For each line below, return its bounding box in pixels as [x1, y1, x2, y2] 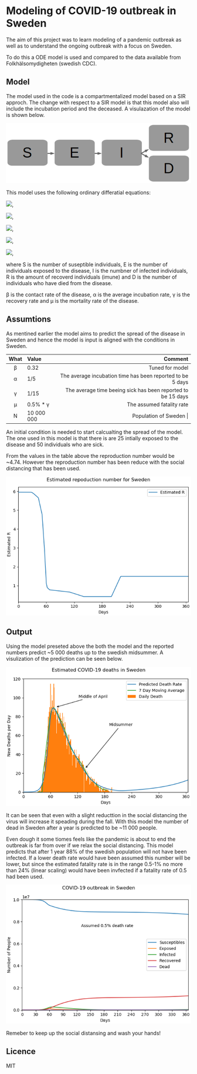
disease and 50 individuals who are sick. [6, 441, 104, 448]
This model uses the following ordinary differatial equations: [6, 189, 151, 196]
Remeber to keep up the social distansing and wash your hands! [6, 1029, 161, 1036]
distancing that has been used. [6, 465, 81, 472]
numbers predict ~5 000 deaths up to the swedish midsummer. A [6, 648, 164, 656]
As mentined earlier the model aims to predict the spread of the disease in [6, 330, 185, 337]
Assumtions [6, 314, 52, 324]
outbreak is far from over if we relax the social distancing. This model [6, 842, 174, 849]
